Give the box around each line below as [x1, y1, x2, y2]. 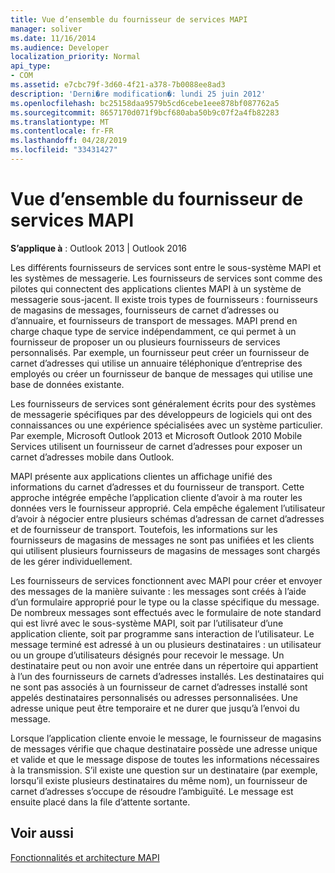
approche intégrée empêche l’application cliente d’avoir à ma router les [10, 491, 303, 503]
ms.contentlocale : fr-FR [10, 126, 114, 136]
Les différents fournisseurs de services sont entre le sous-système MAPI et [10, 261, 322, 273]
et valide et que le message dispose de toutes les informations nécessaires [10, 753, 320, 765]
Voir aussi [10, 825, 74, 842]
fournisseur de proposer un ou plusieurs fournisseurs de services [10, 336, 281, 348]
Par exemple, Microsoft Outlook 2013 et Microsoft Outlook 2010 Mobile [10, 429, 303, 441]
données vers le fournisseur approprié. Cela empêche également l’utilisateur [10, 502, 326, 514]
